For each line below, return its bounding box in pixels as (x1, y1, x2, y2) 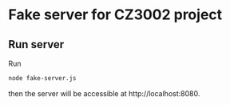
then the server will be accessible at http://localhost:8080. (8, 88, 200, 98)
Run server (8, 38, 65, 51)
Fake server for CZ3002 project (8, 6, 223, 24)
